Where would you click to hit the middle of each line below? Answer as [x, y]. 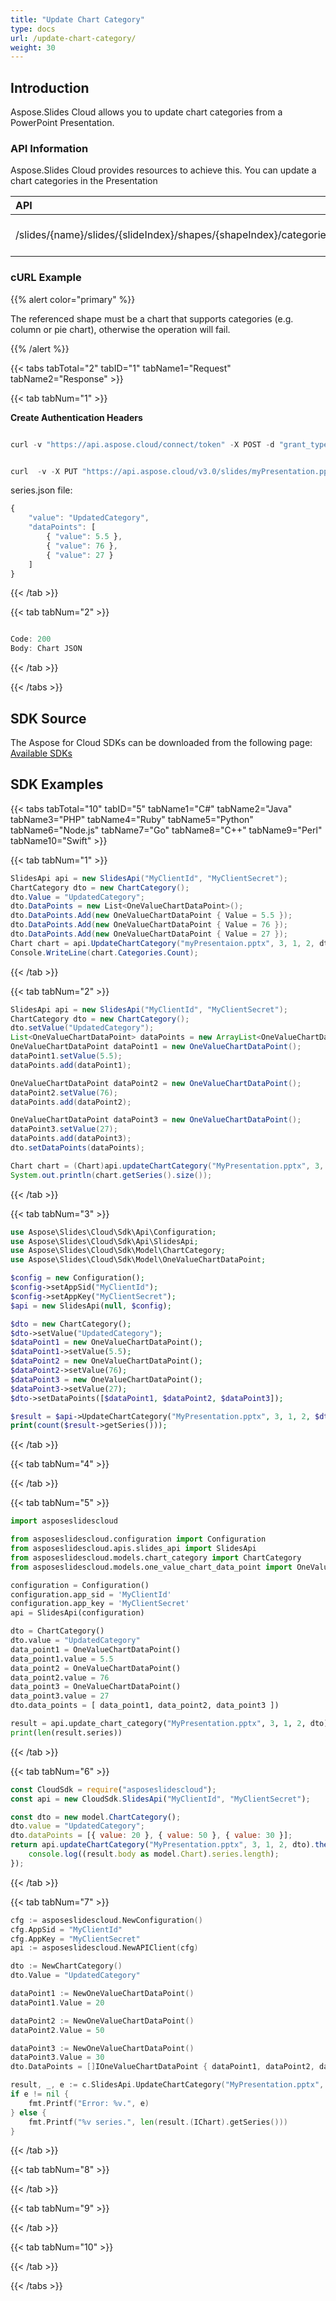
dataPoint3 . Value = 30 [57, 2057]
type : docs [33, 29]
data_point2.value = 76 [60, 1677]
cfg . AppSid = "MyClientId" [66, 1929]
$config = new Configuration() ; [77, 1278]
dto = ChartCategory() [57, 1631]
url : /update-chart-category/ [73, 38]
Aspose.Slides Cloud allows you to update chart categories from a [146, 112]
